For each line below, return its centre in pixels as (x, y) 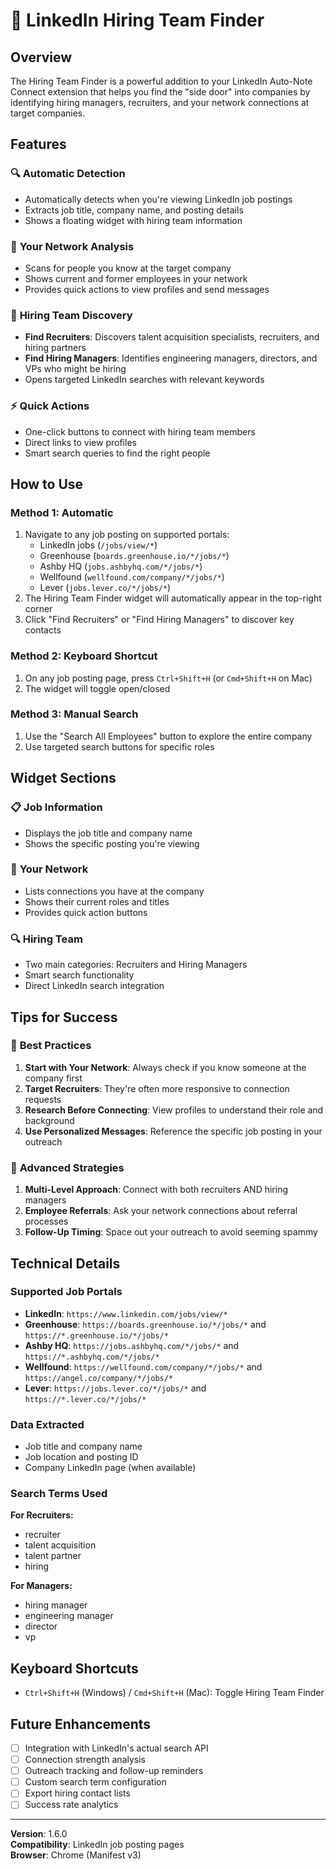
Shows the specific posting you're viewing (112, 843)
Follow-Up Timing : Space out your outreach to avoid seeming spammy (171, 1232)
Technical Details (65, 1263)
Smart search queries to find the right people (117, 453)
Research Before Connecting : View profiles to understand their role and (174, 1110)
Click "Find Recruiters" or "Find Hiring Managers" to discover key (159, 620)
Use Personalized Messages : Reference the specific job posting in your (173, 1131)
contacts (43, 630)
